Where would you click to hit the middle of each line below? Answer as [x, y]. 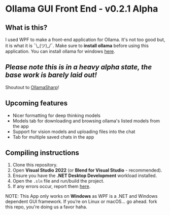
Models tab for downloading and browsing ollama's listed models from [86, 121]
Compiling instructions [42, 153]
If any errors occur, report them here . [52, 186]
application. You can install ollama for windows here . [60, 51]
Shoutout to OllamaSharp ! [32, 87]
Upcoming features [36, 103]
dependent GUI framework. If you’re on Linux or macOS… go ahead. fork [81, 202]
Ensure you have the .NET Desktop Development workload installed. [85, 176]
